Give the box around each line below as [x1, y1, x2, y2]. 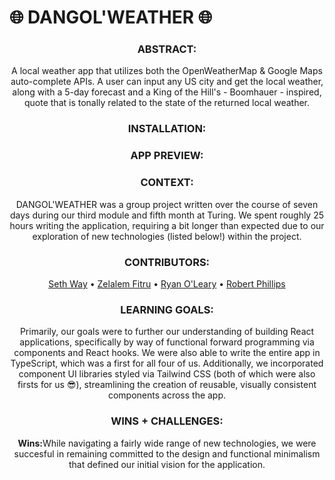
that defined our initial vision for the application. [68, 458, 266, 470]
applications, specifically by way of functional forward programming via [19, 336, 315, 348]
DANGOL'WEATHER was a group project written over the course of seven [15, 198, 319, 210]
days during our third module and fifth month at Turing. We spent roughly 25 [9, 209, 325, 221]
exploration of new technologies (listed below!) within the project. [32, 230, 302, 242]
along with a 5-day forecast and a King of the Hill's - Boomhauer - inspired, [12, 86, 322, 98]
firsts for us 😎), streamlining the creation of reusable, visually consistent [17, 379, 317, 391]
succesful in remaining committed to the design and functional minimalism [13, 447, 321, 460]
